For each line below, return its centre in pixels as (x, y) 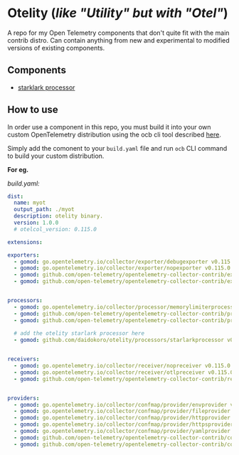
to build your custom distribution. (56, 156)
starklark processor (46, 87)
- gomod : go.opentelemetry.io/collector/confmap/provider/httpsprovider (124, 424)
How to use (33, 110)
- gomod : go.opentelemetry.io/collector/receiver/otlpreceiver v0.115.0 (124, 372)
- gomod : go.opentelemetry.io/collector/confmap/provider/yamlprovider (122, 432)
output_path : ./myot (44, 210)
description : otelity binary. (58, 216)
